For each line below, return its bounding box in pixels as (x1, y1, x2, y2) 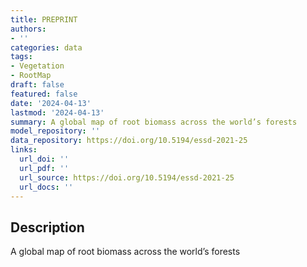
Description (10, 219, 85, 236)
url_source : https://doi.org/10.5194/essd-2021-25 (19, 172, 235, 183)
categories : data (10, 42, 83, 53)
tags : (10, 52, 33, 62)
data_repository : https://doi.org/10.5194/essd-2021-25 (10, 136, 248, 146)
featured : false (10, 89, 78, 99)
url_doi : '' (19, 154, 70, 164)
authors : (10, 24, 47, 34)
